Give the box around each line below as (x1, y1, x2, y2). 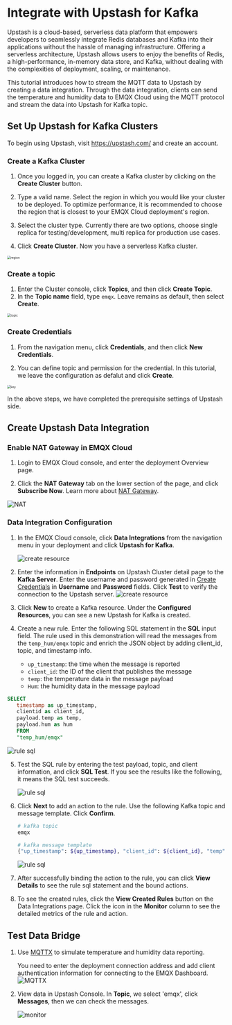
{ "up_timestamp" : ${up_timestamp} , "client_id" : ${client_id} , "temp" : (17, 848, 229, 855)
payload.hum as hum (16, 721, 73, 728)
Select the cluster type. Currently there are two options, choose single (17, 221, 218, 230)
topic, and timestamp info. (17, 646, 92, 654)
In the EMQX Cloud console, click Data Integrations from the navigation (17, 533, 223, 542)
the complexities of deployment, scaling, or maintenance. (7, 65, 171, 73)
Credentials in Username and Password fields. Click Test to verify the (17, 582, 218, 591)
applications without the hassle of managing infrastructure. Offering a (7, 42, 206, 51)
